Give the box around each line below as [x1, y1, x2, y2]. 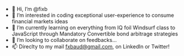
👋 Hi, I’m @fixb [11, 6, 48, 12]
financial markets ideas [11, 18, 68, 24]
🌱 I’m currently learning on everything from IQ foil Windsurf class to [11, 24, 175, 31]
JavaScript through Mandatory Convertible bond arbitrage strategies [11, 30, 178, 37]
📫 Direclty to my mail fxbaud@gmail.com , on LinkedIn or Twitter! [11, 43, 170, 50]
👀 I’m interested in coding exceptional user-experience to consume [11, 12, 175, 19]
